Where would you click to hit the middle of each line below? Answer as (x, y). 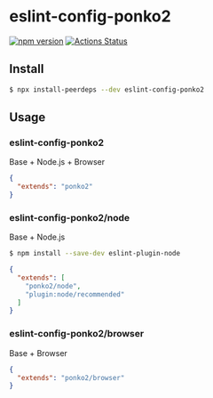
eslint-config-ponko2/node (70, 217)
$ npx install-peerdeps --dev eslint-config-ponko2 (106, 89)
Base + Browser (39, 353)
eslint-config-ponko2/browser (77, 334)
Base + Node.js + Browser (57, 162)
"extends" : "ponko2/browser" (71, 378)
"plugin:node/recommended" (75, 294)
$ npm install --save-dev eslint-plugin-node (95, 254)
